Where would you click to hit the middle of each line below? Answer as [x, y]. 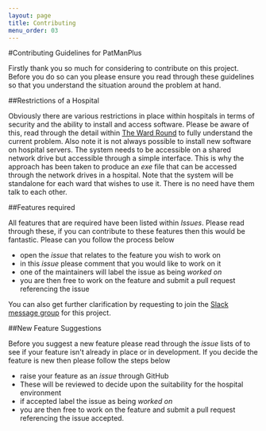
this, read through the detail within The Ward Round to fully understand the [131, 133]
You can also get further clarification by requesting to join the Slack [118, 305]
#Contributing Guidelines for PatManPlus [75, 53]
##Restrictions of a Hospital [54, 101]
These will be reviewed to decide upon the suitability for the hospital [131, 384]
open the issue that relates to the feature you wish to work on [120, 255]
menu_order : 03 [33, 30]
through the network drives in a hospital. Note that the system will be [121, 175]
